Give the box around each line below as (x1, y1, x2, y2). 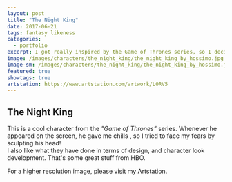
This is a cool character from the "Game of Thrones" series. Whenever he (7, 125, 217, 133)
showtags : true (7, 74, 51, 81)
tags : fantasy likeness (7, 29, 76, 37)
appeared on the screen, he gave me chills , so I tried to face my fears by (7, 132, 215, 140)
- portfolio (13, 42, 48, 49)
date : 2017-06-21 (7, 23, 57, 30)
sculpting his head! (7, 139, 61, 148)
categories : (7, 36, 41, 43)
